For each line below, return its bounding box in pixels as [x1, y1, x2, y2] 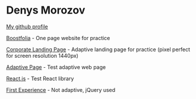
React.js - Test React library [6, 75, 74, 82]
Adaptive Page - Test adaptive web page [6, 63, 106, 71]
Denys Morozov [6, 4, 86, 17]
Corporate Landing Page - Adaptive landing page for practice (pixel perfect [6, 45, 191, 53]
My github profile [6, 23, 49, 30]
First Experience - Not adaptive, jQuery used [6, 86, 116, 93]
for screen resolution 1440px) [6, 52, 79, 59]
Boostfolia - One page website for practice [6, 34, 110, 41]
